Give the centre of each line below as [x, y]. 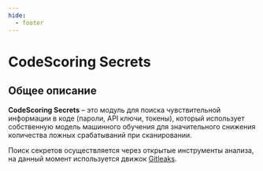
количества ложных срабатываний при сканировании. [100, 135]
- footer [30, 23]
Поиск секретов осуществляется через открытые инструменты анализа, [131, 150]
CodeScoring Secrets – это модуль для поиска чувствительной [115, 110]
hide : [17, 15]
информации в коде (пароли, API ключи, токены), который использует [126, 118]
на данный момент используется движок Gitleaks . [93, 158]
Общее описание [52, 91]
